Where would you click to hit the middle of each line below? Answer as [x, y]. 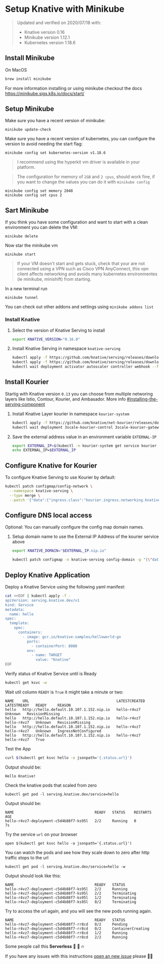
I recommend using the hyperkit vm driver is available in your [78, 162]
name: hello [22, 614]
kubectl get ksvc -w [26, 683]
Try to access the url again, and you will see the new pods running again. [79, 911]
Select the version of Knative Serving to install [58, 330]
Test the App [18, 749]
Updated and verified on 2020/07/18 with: [59, 23]
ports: [33, 642]
